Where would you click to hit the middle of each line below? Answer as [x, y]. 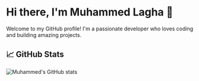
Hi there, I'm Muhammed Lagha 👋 [90, 12]
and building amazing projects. [44, 35]
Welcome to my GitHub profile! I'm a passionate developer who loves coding [100, 29]
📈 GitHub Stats [35, 54]
